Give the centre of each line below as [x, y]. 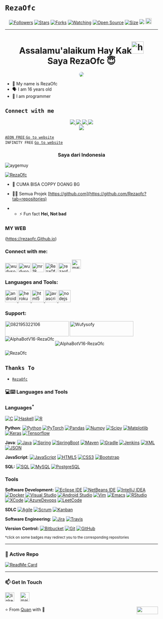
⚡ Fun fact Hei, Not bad [43, 213]
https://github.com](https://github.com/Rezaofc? [98, 193]
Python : [13, 428]
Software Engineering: [28, 519]
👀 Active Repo [22, 554]
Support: [16, 313]
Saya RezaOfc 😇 [81, 61]
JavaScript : [17, 457]
